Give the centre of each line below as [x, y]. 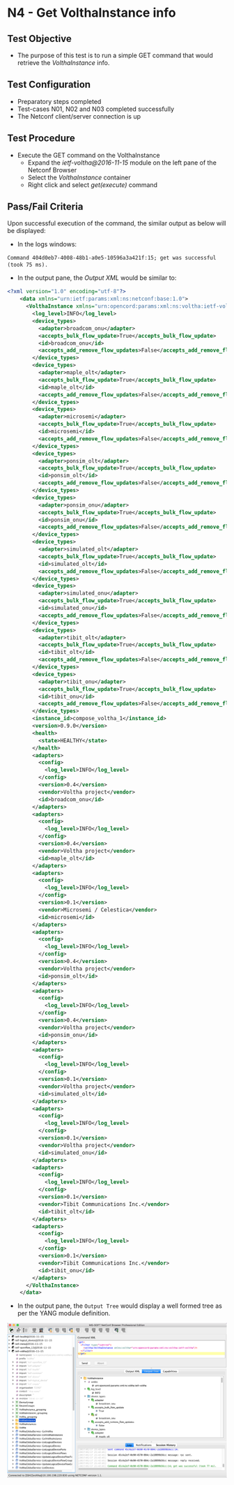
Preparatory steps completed [59, 101]
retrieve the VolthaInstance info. [63, 63]
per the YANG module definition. [64, 1313]
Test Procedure [41, 139]
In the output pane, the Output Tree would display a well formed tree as [120, 1306]
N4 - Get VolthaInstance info [92, 13]
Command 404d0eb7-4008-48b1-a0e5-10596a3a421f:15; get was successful [112, 258]
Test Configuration [49, 85]
